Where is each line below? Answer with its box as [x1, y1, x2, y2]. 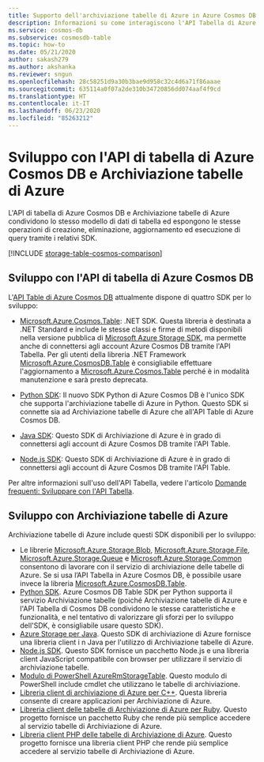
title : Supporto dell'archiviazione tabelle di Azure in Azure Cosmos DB [8, 11, 257, 20]
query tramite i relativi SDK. [8, 233, 97, 242]
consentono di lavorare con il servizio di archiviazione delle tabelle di [19, 562, 245, 572]
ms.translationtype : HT [8, 92, 87, 100]
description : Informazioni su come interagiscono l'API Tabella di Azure [8, 19, 257, 27]
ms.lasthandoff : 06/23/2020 [8, 107, 101, 115]
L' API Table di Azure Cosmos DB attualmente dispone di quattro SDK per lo [8, 292, 251, 302]
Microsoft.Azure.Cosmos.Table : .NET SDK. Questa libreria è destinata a [19, 316, 251, 325]
